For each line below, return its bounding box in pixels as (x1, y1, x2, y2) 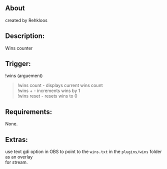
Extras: (5, 135, 28, 144)
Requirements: (5, 107, 52, 116)
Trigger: (5, 59, 31, 68)
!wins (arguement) (5, 72, 43, 79)
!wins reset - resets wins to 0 (17, 93, 77, 99)
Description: (5, 32, 45, 40)
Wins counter (5, 45, 33, 51)
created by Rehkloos (5, 17, 47, 23)
